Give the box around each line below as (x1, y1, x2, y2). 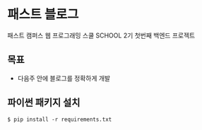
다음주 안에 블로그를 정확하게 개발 (17, 73, 111, 82)
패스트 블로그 (7, 6, 79, 23)
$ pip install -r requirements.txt (7, 116, 112, 123)
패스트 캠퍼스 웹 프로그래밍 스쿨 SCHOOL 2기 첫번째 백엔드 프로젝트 (7, 31, 196, 40)
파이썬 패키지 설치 (7, 97, 81, 109)
